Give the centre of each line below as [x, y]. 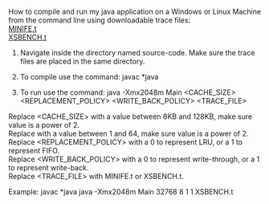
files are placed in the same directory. [82, 61]
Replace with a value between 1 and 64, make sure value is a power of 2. [128, 133]
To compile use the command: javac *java [89, 77]
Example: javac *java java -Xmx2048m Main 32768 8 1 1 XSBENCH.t [121, 192]
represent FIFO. [34, 151]
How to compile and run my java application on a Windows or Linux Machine [135, 12]
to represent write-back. [49, 167]
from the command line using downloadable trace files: [100, 20]
